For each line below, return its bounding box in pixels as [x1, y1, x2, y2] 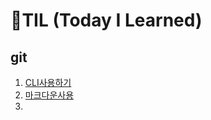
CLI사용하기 [24, 77, 72, 88]
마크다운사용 [24, 89, 75, 101]
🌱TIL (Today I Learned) [10, 9, 203, 32]
